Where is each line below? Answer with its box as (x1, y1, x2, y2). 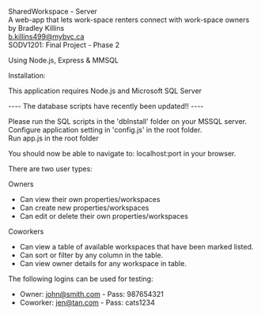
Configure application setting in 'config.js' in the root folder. (8, 126, 202, 134)
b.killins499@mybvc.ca (8, 32, 85, 41)
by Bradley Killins (8, 24, 65, 32)
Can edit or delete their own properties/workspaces (19, 212, 188, 220)
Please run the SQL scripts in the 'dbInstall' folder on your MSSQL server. (8, 117, 248, 126)
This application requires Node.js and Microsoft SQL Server (8, 86, 202, 96)
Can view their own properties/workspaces (19, 195, 161, 204)
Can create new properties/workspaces (19, 203, 149, 212)
